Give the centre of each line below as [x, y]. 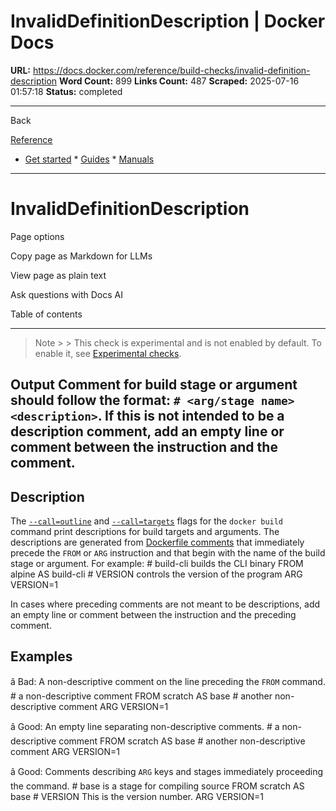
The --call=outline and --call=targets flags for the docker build [147, 521]
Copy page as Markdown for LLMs [81, 256]
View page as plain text [58, 275]
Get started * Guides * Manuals [89, 159]
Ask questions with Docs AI [66, 294]
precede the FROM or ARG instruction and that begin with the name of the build [168, 553]
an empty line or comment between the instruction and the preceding [153, 615]
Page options [37, 236]
